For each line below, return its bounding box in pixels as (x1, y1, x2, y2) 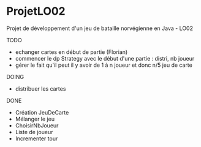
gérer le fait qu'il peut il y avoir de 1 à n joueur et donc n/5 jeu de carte (15, 61, 193, 69)
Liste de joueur (15, 128, 53, 135)
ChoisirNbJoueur (15, 121, 59, 129)
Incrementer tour (15, 135, 58, 142)
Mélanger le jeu (15, 115, 55, 123)
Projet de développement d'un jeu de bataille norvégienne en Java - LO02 (6, 24, 193, 32)
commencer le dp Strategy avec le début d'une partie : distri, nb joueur (15, 55, 195, 62)
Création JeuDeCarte (15, 108, 69, 116)
